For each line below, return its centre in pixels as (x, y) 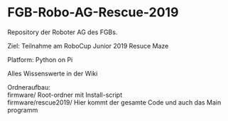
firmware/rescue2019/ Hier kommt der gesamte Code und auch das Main (114, 102)
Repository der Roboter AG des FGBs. (63, 32)
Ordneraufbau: (29, 87)
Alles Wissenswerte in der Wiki (53, 73)
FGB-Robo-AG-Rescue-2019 (93, 12)
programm (23, 110)
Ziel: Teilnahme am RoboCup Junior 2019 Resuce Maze (88, 46)
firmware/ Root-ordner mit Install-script (65, 95)
